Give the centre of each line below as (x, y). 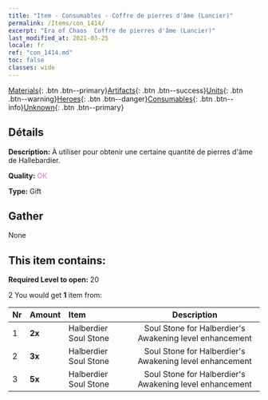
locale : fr (26, 46)
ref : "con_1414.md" (41, 53)
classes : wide (32, 68)
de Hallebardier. (35, 160)
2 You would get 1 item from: (55, 295)
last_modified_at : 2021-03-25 (59, 38)
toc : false (26, 61)
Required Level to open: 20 (54, 279)
